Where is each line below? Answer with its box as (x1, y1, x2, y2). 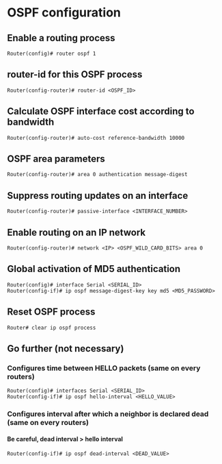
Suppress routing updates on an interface (7, 190, 189, 202)
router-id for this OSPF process (7, 69, 143, 80)
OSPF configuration (7, 5, 121, 21)
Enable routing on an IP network (7, 226, 145, 238)
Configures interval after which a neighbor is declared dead (7, 409, 209, 419)
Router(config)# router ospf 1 (7, 50, 96, 57)
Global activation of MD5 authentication (7, 263, 181, 275)
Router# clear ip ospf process (7, 324, 96, 331)
